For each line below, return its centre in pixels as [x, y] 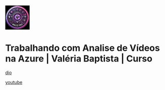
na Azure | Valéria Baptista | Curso [79, 59]
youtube [14, 82]
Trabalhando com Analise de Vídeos [82, 48]
